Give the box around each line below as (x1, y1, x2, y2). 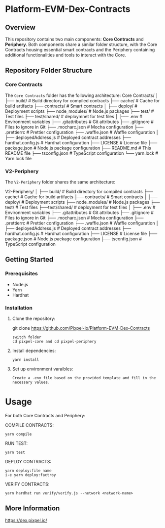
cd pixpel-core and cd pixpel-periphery (12, 339, 97, 344)
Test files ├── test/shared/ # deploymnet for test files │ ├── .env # (5, 113, 143, 119)
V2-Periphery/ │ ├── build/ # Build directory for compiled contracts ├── (5, 188, 154, 194)
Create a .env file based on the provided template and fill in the (12, 375, 156, 380)
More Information (5, 504, 60, 513)
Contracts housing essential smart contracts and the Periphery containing (5, 47, 155, 52)
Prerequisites (5, 270, 38, 277)
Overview (5, 23, 36, 32)
